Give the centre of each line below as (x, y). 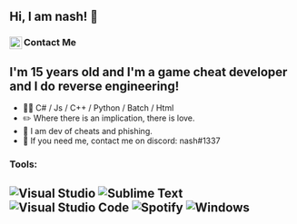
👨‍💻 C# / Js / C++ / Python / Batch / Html (98, 108)
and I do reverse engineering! (94, 86)
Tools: (24, 164)
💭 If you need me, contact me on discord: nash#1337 (121, 141)
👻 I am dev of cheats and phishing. (87, 131)
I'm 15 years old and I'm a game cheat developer (148, 72)
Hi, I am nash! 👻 (54, 17)
